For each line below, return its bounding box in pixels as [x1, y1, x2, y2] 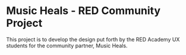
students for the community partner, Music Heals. [6, 42, 128, 49]
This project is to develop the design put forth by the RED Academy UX [6, 36, 180, 43]
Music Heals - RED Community [6, 4, 161, 18]
